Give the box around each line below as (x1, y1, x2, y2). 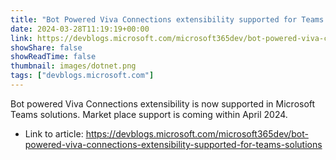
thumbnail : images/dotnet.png (10, 61, 137, 71)
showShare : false (10, 42, 83, 53)
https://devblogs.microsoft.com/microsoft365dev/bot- (85, 127, 309, 140)
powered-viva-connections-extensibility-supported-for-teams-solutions (24, 138, 323, 150)
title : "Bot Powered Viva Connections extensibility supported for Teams (10, 14, 325, 25)
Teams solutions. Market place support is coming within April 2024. (10, 108, 288, 120)
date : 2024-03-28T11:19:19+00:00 (10, 24, 150, 34)
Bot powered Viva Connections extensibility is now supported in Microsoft (10, 97, 316, 110)
